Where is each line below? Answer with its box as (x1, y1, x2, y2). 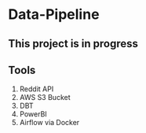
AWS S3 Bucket (19, 93, 71, 102)
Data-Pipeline (8, 6, 100, 24)
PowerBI (19, 109, 47, 119)
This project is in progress (8, 37, 139, 50)
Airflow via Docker (19, 118, 80, 127)
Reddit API (19, 84, 54, 94)
